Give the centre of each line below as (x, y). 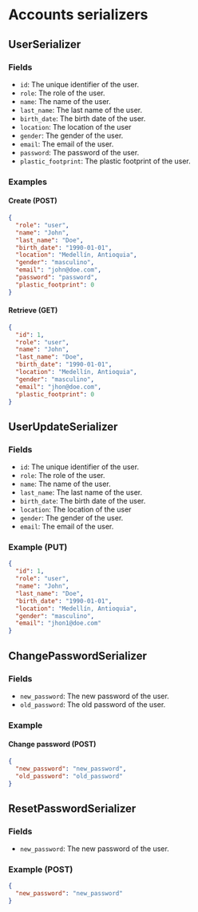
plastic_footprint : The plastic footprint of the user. (105, 161)
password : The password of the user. (79, 152)
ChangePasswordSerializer (78, 655)
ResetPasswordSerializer (72, 808)
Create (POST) (33, 201)
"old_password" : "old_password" (69, 776)
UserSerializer (45, 44)
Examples (28, 182)
